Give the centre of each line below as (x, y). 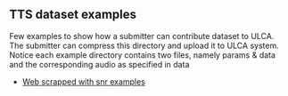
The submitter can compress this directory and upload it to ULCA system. (144, 45)
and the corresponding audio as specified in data (99, 64)
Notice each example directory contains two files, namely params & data (143, 55)
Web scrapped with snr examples (83, 81)
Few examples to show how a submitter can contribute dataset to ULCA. (142, 36)
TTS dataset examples (73, 15)
